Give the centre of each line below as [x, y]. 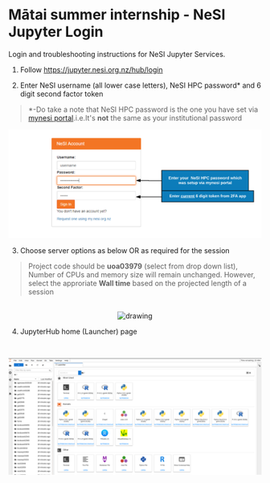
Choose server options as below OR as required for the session [125, 251]
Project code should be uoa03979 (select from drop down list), [133, 266]
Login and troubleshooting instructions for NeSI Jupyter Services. [117, 54]
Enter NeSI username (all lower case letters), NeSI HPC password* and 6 [140, 85]
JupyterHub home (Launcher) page [79, 332]
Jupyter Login [56, 32]
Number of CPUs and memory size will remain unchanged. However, [141, 275]
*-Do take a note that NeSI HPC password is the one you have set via [143, 109]
